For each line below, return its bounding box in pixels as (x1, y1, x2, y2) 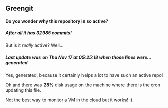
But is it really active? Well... (5, 42, 64, 48)
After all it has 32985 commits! (5, 30, 72, 36)
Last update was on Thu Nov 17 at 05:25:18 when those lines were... (5, 54, 152, 60)
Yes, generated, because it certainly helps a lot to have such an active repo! (5, 72, 163, 78)
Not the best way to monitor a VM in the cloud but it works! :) (5, 97, 133, 103)
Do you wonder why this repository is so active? (5, 18, 109, 24)
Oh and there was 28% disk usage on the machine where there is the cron (5, 82, 160, 88)
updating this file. (5, 87, 41, 93)
